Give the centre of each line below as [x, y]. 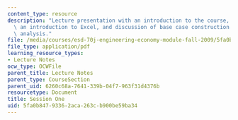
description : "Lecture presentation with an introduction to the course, [119, 20]
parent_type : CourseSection [49, 79]
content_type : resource [42, 14]
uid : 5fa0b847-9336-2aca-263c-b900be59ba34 [73, 106]
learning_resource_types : [45, 54]
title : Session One [36, 100]
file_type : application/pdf [49, 47]
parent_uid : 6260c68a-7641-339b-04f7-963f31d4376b [84, 86]
